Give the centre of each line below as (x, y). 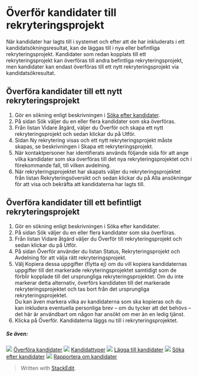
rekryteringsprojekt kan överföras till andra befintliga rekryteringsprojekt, (95, 60)
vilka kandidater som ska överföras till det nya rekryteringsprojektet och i (103, 159)
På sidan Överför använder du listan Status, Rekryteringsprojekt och (97, 251)
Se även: (17, 334)
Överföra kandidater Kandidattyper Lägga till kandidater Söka (99, 349)
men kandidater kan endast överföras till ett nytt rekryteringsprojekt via (93, 66)
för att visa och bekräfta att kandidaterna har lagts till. (80, 184)
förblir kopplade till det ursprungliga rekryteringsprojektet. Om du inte (99, 276)
